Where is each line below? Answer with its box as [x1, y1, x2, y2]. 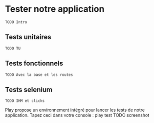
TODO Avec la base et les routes [5, 72, 73, 77]
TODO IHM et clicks [5, 98, 45, 103]
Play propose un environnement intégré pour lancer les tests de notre [5, 107, 145, 113]
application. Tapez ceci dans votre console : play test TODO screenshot [5, 112, 150, 118]
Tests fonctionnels [5, 59, 64, 68]
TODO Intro [5, 20, 27, 25]
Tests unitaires [5, 33, 51, 41]
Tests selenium [5, 85, 53, 94]
